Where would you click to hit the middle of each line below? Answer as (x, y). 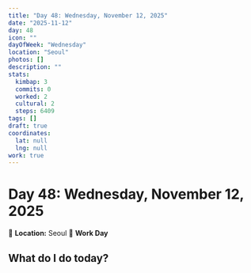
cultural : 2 (35, 104)
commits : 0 (33, 89)
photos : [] (26, 60)
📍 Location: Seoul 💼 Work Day (58, 233)
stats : (19, 74)
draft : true (28, 126)
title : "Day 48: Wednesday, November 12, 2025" (88, 15)
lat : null (31, 140)
